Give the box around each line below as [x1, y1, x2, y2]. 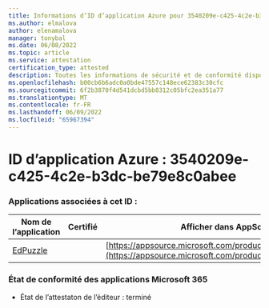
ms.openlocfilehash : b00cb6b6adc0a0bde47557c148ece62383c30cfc [8, 78, 224, 86]
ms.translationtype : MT [8, 94, 88, 102]
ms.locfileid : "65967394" [8, 116, 94, 124]
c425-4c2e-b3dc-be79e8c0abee [8, 167, 237, 186]
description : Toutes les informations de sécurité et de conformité [8, 71, 242, 79]
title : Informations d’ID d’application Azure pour [8, 11, 184, 20]
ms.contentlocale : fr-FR [8, 101, 91, 109]
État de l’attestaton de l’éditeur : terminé [19, 292, 152, 302]
